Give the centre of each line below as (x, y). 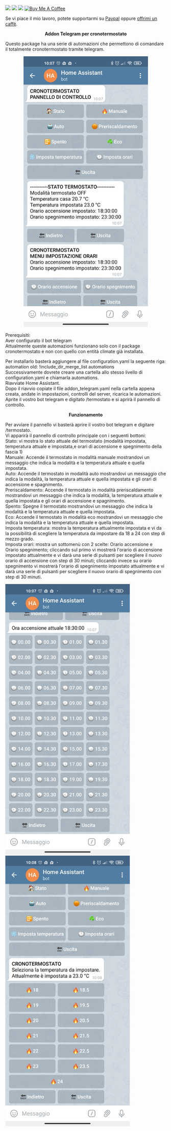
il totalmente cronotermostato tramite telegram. (55, 49)
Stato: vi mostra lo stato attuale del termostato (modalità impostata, (76, 441)
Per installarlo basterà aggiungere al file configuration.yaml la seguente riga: (86, 361)
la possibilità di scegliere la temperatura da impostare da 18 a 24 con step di (85, 534)
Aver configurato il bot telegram (39, 341)
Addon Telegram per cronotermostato (86, 34)
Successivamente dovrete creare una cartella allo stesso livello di (74, 372)
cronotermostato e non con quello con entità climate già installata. (75, 352)
